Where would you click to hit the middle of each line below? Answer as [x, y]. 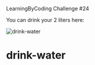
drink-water [36, 55]
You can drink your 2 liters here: [45, 20]
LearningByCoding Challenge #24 [47, 9]
